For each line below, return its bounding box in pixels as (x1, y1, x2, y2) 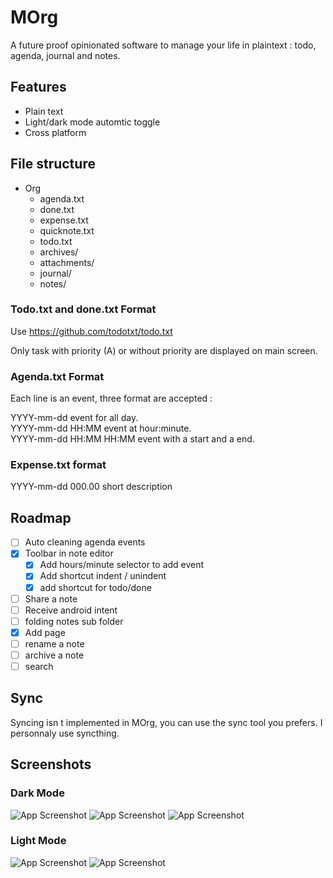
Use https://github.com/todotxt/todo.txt (10, 325, 173, 337)
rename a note (24, 637, 85, 650)
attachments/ (39, 256, 95, 268)
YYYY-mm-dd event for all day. (10, 412, 139, 424)
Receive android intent (24, 604, 118, 616)
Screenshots (10, 756, 92, 773)
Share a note (24, 592, 78, 605)
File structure (10, 156, 96, 173)
